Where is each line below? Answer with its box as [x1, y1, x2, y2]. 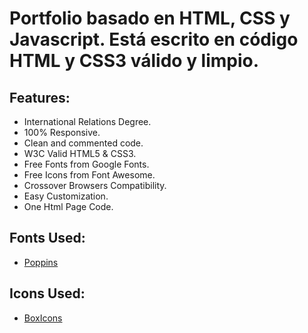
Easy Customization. [23, 190, 109, 202]
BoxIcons [23, 312, 63, 324]
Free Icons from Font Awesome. [23, 169, 156, 181]
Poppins [23, 256, 59, 268]
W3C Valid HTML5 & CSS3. [23, 148, 137, 159]
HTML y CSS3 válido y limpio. [9, 50, 260, 72]
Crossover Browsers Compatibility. [23, 180, 167, 191]
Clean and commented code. [23, 137, 144, 149]
